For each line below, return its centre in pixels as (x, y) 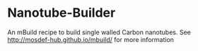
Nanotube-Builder (62, 13)
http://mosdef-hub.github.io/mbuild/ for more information (91, 39)
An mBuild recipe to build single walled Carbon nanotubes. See (99, 32)
